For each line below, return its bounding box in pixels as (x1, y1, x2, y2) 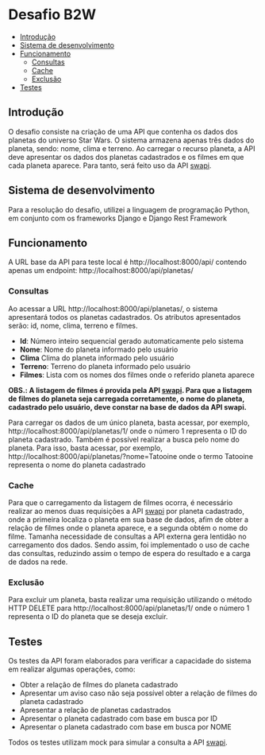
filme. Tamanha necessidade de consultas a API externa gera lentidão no (8, 531, 248, 541)
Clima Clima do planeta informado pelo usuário (19, 352, 175, 363)
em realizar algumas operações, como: (8, 664, 136, 674)
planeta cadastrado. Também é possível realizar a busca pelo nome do (8, 434, 240, 444)
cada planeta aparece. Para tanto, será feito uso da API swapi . (8, 161, 212, 170)
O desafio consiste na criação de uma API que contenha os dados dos (8, 126, 238, 136)
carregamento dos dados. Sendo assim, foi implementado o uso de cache (8, 539, 250, 550)
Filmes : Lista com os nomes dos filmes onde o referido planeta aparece (19, 370, 255, 379)
